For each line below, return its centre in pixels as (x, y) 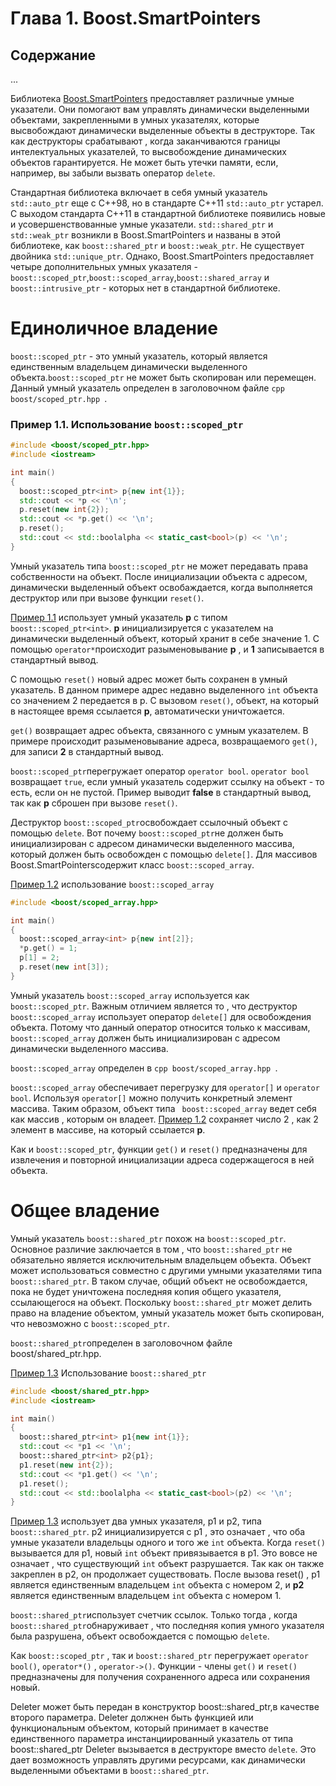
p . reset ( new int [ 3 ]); (64, 967)
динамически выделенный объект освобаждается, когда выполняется (161, 587)
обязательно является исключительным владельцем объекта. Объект (161, 1259)
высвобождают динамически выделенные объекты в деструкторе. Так (162, 130)
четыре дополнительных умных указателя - (104, 266)
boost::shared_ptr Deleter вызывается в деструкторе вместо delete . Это (163, 1749)
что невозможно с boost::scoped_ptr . (90, 1323)
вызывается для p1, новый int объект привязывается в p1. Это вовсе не (164, 1553)
